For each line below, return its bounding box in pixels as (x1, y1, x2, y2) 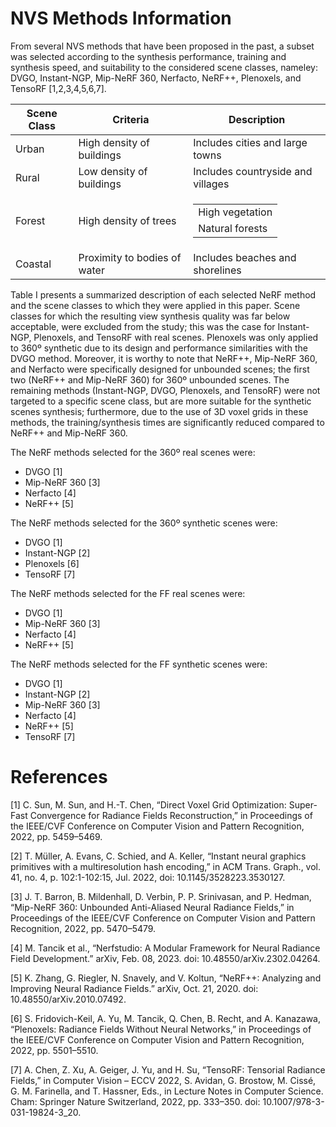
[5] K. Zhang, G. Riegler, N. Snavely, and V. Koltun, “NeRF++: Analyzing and (10, 972, 322, 984)
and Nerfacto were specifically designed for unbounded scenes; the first (10, 363, 310, 375)
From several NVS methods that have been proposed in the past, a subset (10, 40, 315, 52)
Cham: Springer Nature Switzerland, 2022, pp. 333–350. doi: (10, 1095, 261, 1107)
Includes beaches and (193, 250, 297, 264)
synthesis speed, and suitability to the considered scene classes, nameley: (10, 61, 318, 73)
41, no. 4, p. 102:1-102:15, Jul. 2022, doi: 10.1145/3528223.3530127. (10, 871, 286, 883)
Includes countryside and (193, 164, 313, 178)
